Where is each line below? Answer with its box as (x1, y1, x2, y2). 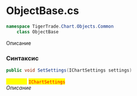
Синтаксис (6, 54, 39, 62)
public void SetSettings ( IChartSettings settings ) (6, 67, 132, 73)
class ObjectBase (16, 29, 59, 35)
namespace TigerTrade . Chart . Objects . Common (6, 23, 114, 29)
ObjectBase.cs (6, 4, 79, 18)
